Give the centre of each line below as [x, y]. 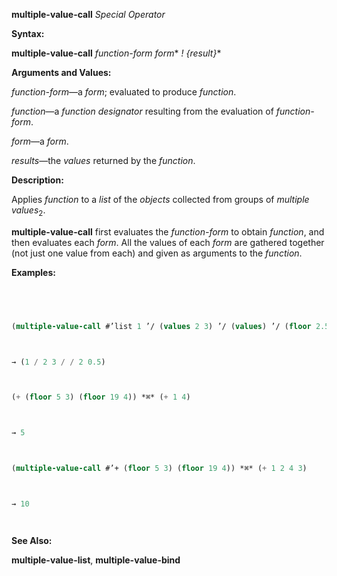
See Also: [32, 540]
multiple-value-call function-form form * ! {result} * [116, 53]
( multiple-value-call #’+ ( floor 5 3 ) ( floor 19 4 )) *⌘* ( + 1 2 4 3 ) [159, 469]
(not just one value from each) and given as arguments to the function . [157, 253]
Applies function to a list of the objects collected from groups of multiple [160, 199]
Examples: [33, 272]
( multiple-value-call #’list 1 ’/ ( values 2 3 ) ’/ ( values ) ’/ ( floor [161, 326]
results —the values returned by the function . [103, 160]
